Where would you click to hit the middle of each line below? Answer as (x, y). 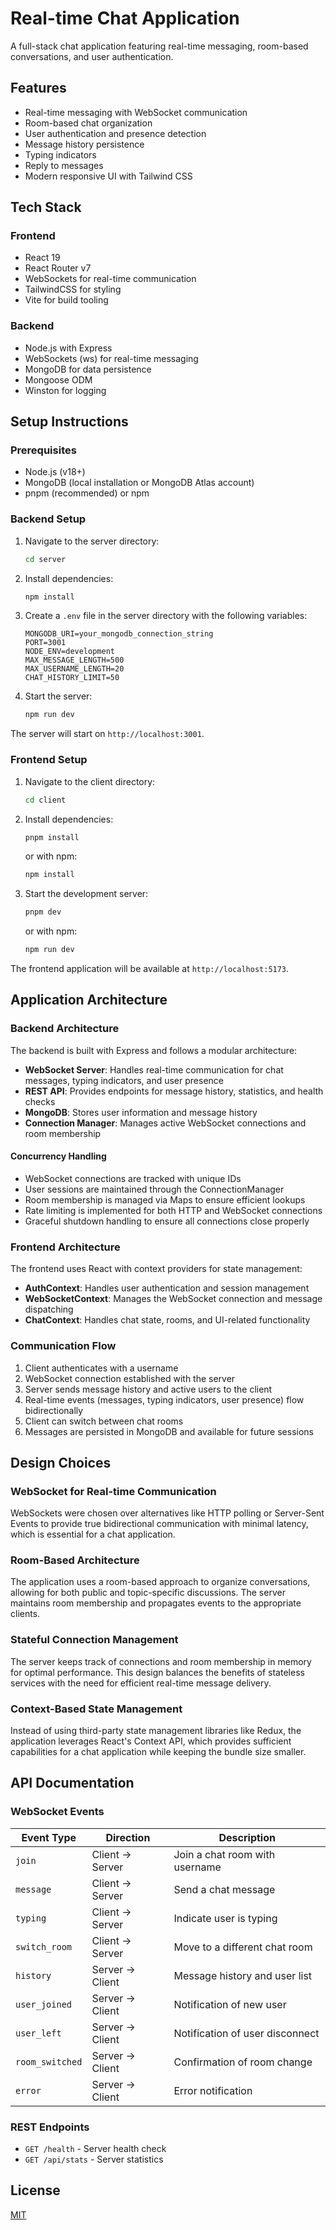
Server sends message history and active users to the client (148, 1389)
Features (38, 88)
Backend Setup (48, 519)
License (35, 2190)
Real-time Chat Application (125, 18)
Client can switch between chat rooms (104, 1421)
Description (247, 1837)
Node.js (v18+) (55, 472)
